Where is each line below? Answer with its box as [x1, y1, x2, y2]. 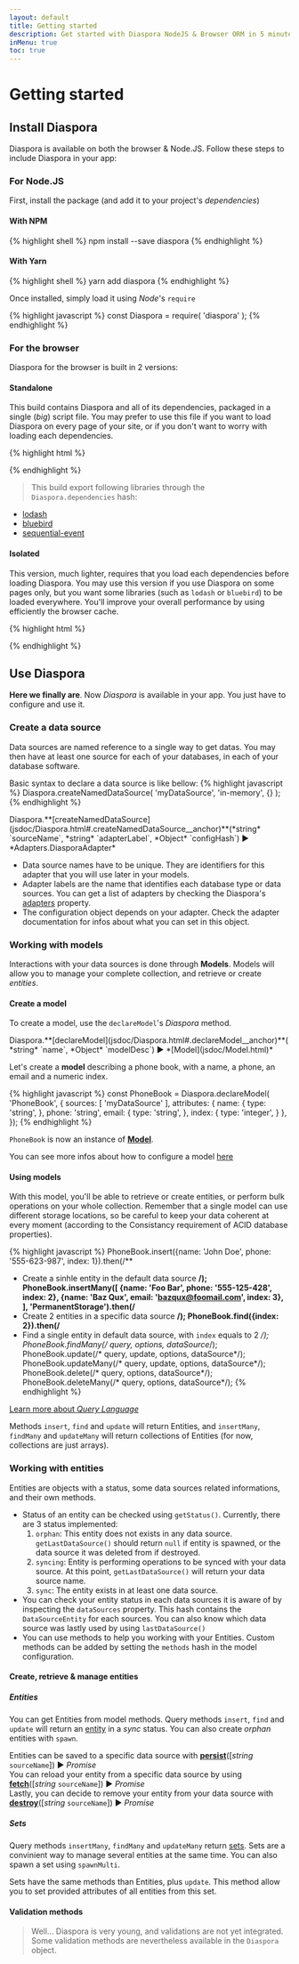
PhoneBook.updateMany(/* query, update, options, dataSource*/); [21, 1358, 266, 1369]
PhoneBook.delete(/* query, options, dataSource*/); [21, 1368, 214, 1378]
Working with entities [9, 1462, 104, 1475]
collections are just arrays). [9, 1440, 109, 1451]
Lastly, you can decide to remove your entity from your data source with [9, 1788, 274, 1798]
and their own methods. [9, 1491, 96, 1502]
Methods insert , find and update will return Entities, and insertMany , [9, 1421, 261, 1432]
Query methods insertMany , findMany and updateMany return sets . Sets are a [9, 1840, 286, 1851]
